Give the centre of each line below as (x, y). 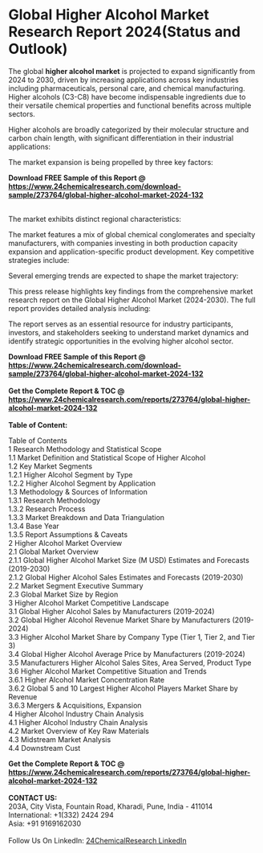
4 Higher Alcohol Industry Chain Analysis (76, 714)
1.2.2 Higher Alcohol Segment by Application (82, 483)
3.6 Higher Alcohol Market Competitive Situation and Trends (107, 671)
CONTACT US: (33, 798)
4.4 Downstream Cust (45, 748)
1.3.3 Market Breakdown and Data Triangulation (87, 517)
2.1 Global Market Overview (53, 552)
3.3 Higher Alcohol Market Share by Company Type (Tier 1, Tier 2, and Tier (131, 637)
